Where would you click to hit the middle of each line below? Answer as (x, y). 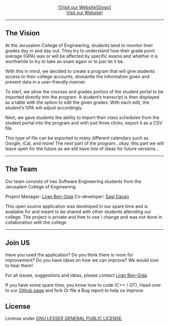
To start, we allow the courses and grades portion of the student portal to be (84, 91)
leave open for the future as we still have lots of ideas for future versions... (82, 149)
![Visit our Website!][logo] (84, 7)
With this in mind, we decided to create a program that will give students (80, 71)
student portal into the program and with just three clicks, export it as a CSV (84, 122)
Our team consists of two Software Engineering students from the (73, 181)
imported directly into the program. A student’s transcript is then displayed (82, 97)
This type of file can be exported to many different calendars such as (77, 138)
